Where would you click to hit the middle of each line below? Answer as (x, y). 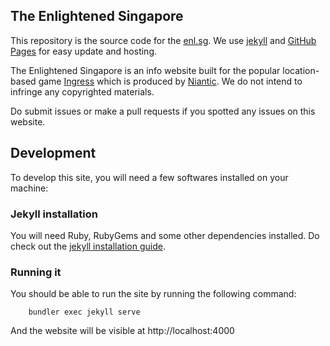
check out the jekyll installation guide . (88, 246)
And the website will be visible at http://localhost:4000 (122, 331)
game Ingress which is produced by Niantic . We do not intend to (170, 81)
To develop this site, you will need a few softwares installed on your (149, 177)
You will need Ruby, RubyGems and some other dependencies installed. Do (165, 235)
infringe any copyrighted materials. (82, 91)
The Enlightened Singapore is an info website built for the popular (145, 70)
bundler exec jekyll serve (84, 312)
